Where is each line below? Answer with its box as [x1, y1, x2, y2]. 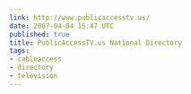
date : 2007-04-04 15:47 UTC [9, 21, 115, 30]
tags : [9, 47, 30, 56]
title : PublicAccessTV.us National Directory [9, 38, 182, 47]
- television [9, 72, 58, 81]
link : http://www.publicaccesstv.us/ [9, 13, 151, 22]
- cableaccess [9, 55, 63, 64]
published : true [9, 30, 70, 38]
